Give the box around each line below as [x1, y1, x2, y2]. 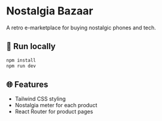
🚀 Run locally [6, 41, 56, 52]
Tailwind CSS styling [14, 95, 66, 102]
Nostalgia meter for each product [14, 102, 98, 109]
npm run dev [6, 63, 36, 69]
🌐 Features [6, 79, 49, 89]
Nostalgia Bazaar [6, 4, 94, 18]
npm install [6, 57, 36, 63]
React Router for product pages [14, 108, 94, 115]
